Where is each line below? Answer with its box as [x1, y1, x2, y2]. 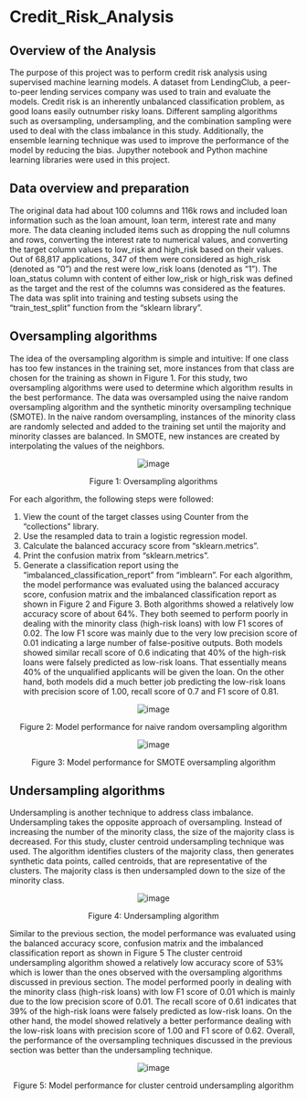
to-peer [9, 87, 38, 97]
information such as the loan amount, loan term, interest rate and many [9, 215, 277, 226]
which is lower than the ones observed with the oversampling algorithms [9, 967, 283, 978]
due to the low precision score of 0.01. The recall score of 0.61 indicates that [9, 996, 297, 1007]
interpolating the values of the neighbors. [9, 440, 165, 451]
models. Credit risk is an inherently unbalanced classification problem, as [9, 96, 285, 107]
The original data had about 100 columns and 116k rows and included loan [9, 205, 288, 216]
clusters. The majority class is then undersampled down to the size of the [9, 865, 286, 876]
